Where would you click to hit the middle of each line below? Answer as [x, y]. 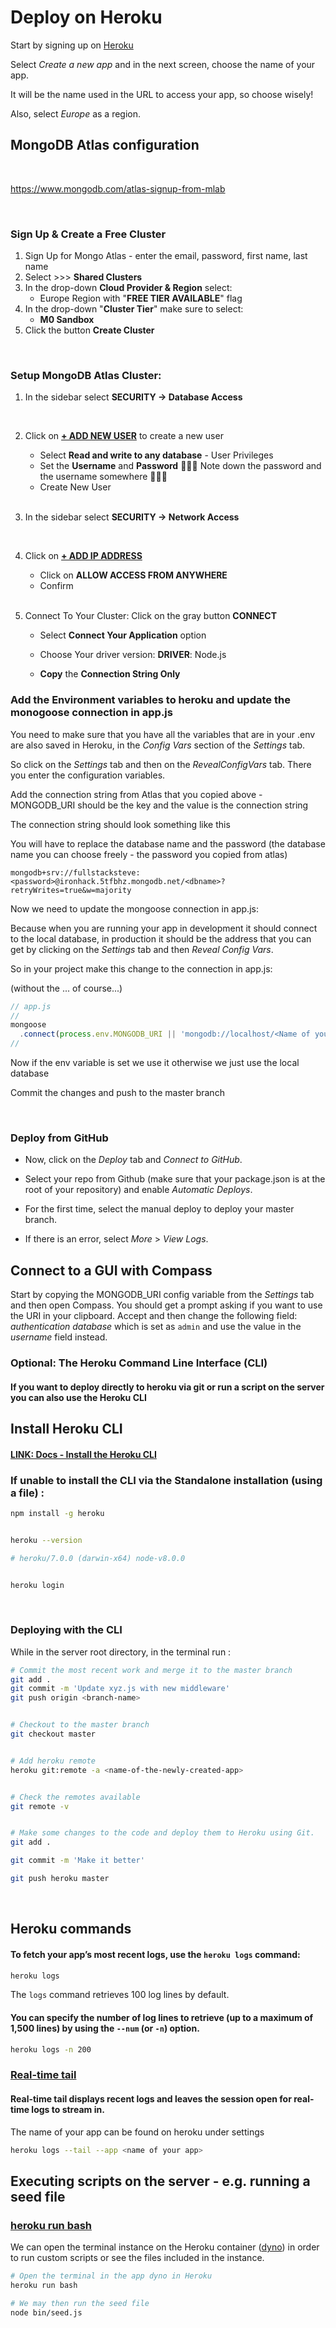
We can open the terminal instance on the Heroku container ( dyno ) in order [165, 2247]
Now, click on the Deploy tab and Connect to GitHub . [133, 1160]
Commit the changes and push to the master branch [117, 1093]
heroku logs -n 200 [51, 2049]
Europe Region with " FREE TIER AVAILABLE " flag [141, 298]
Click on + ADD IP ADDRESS [83, 556]
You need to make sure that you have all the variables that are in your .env [163, 734]
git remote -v [40, 1806]
